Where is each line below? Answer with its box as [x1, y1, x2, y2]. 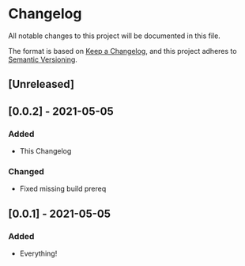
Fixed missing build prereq [19, 184, 107, 194]
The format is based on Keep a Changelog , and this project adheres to [8, 46, 237, 55]
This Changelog [19, 146, 72, 156]
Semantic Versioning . [8, 55, 77, 64]
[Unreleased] [8, 78, 75, 91]
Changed [8, 165, 45, 177]
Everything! [19, 249, 58, 258]
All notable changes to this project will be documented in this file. [8, 31, 221, 40]
